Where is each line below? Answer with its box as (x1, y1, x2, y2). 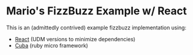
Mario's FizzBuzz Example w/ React (6, 4, 187, 18)
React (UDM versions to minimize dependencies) (14, 35, 136, 42)
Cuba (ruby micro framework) (14, 42, 88, 49)
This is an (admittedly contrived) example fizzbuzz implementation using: (6, 24, 186, 31)
